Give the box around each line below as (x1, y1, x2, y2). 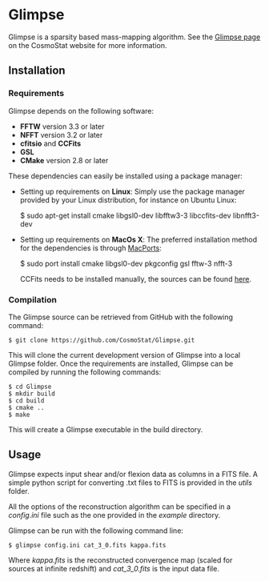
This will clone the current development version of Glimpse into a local (8, 350, 241, 359)
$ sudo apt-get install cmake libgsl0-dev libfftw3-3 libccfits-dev (19, 210, 231, 220)
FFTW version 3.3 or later (19, 122, 105, 131)
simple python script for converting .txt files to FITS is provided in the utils (8, 478, 252, 487)
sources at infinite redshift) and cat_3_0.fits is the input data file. (8, 563, 220, 573)
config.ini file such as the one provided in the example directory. (8, 510, 221, 519)
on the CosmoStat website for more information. (8, 40, 167, 50)
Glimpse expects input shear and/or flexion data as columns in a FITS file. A (8, 469, 259, 479)
